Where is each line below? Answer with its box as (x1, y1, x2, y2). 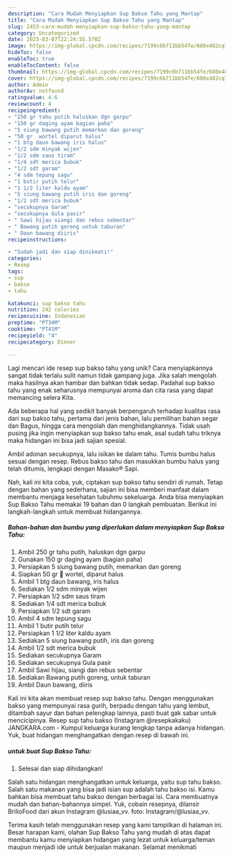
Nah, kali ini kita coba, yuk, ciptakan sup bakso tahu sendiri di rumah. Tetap (8, 478, 223, 486)
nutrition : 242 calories (8, 306, 80, 313)
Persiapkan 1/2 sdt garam (17, 607, 91, 615)
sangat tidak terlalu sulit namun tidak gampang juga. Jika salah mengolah (8, 371, 217, 379)
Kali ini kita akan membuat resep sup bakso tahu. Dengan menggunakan (8, 694, 214, 703)
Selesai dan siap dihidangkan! (17, 764, 103, 773)
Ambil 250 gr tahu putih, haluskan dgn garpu (17, 548, 146, 556)
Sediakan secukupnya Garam (17, 651, 102, 659)
